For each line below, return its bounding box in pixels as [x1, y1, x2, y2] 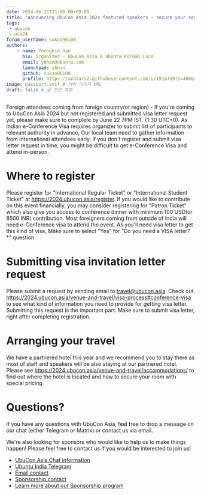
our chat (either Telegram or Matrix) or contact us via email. [6, 427, 154, 434]
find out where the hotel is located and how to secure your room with [6, 373, 176, 380]
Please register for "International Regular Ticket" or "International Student [6, 189, 188, 196]
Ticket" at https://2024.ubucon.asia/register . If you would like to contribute [6, 195, 190, 202]
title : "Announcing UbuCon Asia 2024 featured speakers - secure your [6, 14, 186, 20]
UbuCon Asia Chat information [14, 456, 91, 463]
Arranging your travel [6, 334, 115, 347]
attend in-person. [6, 148, 50, 155]
